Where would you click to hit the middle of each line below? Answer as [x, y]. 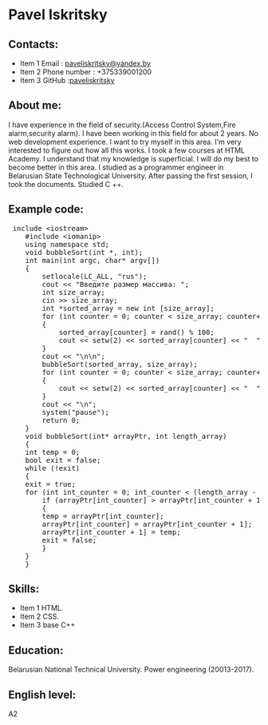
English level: [42, 694]
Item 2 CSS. [39, 616]
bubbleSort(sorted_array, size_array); [120, 364]
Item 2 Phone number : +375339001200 [86, 72]
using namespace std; [67, 244]
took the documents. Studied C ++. [66, 184]
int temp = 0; [53, 452]
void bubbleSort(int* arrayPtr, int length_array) [126, 436]
